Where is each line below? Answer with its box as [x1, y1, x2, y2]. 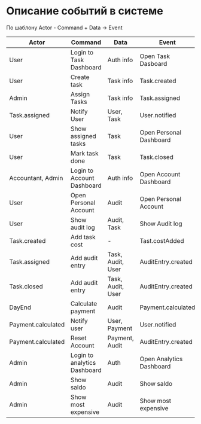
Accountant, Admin [9, 173, 63, 182]
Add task [71, 233, 96, 241]
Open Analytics [139, 355, 183, 363]
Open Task [139, 52, 170, 60]
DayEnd [9, 303, 32, 312]
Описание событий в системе [6, 4, 163, 18]
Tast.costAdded [139, 236, 184, 245]
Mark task [71, 149, 99, 157]
